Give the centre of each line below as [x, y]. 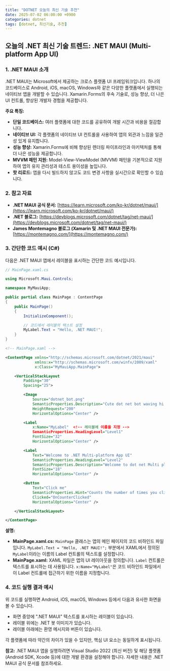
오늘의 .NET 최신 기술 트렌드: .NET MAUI [66, 46]
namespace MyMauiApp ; [28, 288]
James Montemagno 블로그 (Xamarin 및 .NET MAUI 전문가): [75, 229]
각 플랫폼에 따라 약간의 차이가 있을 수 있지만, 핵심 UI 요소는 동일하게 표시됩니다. [83, 640]
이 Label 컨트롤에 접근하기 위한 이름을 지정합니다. [61, 573]
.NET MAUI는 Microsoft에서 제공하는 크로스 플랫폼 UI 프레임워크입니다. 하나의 [83, 81]
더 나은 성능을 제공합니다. [38, 153]
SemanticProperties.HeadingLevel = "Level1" [78, 432]
